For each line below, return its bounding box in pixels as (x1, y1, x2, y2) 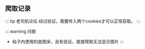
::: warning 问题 (5, 28, 36, 34)
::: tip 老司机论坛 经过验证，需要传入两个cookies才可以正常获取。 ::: (5, 18, 140, 24)
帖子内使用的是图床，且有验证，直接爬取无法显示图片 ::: (12, 38, 124, 44)
